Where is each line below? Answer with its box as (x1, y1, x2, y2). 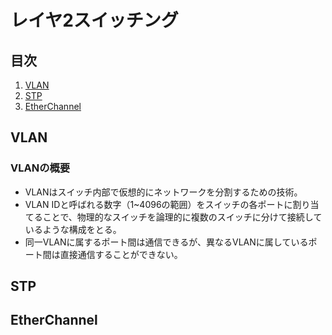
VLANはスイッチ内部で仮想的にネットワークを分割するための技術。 (24, 186, 303, 198)
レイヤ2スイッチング (10, 9, 179, 32)
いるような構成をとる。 (24, 223, 122, 235)
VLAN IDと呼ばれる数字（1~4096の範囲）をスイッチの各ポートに (24, 198, 293, 210)
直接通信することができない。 (59, 248, 183, 260)
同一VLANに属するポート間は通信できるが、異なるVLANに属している (24, 236, 309, 248)
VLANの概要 (10, 161, 71, 175)
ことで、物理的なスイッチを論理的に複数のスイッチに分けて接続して (42, 211, 323, 223)
